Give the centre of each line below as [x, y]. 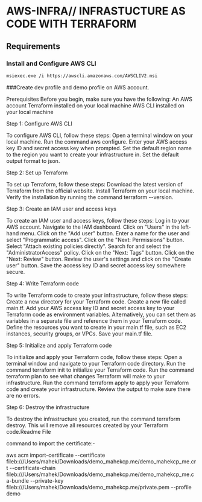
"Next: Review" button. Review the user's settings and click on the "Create [99, 259]
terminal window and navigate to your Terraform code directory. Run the [96, 363]
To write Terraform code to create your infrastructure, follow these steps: [97, 295]
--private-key [47, 480]
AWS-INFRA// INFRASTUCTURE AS [96, 11]
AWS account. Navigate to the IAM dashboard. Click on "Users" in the [93, 227]
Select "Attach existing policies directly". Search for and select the [88, 246]
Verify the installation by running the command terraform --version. [90, 197]
